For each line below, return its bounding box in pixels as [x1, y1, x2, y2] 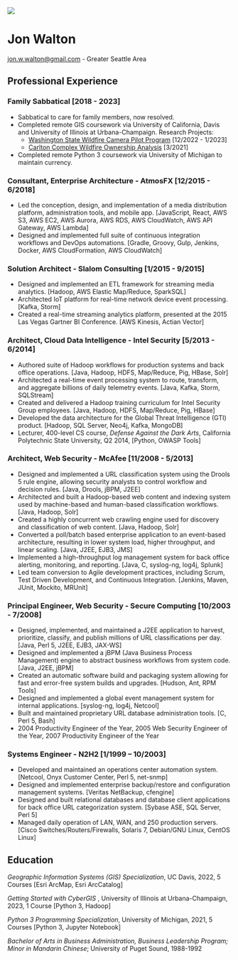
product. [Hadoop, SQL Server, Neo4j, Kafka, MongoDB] [17, 421, 183, 429]
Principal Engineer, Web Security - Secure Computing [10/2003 [7, 600, 231, 610]
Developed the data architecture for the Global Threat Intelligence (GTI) [17, 413, 227, 422]
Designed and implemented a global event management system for [17, 694, 215, 703]
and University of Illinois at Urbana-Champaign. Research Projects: [17, 128, 215, 136]
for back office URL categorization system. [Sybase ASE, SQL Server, [17, 803, 222, 811]
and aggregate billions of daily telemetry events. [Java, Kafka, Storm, [17, 383, 220, 392]
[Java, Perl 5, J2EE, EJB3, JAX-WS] [17, 641, 122, 649]
